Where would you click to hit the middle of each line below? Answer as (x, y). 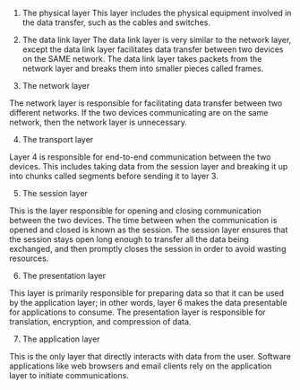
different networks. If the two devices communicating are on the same (139, 113)
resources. (29, 258)
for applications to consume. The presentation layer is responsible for (137, 312)
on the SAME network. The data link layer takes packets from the (142, 59)
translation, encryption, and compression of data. (100, 321)
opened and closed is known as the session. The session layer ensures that (149, 230)
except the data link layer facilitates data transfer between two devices (153, 49)
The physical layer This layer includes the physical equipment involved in (157, 13)
